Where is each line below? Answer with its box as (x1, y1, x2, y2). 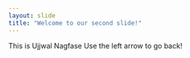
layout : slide (8, 11, 56, 20)
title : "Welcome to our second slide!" (8, 19, 142, 27)
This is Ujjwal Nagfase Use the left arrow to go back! (8, 41, 183, 50)
